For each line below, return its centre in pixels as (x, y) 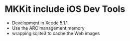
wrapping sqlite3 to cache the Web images (56, 33)
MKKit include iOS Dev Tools (65, 9)
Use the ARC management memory (48, 28)
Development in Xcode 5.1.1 (40, 23)
